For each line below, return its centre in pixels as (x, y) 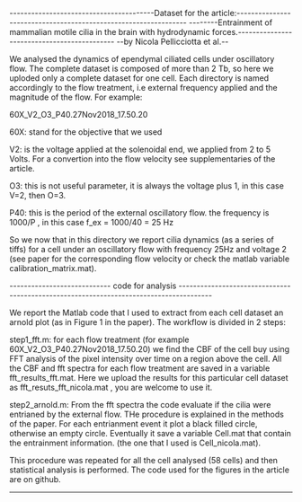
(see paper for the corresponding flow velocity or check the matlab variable (150, 259)
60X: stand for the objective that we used (86, 132)
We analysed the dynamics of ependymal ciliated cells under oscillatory (142, 59)
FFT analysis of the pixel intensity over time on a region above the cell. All (146, 359)
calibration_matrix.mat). (53, 268)
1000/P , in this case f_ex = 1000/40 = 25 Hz (91, 222)
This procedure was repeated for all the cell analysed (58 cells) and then (144, 460)
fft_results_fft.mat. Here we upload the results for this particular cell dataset (149, 378)
